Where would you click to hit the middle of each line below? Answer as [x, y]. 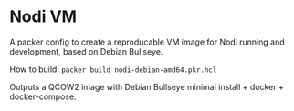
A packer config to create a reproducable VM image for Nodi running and [147, 42]
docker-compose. [43, 96]
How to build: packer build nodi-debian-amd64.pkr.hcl [113, 69]
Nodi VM [43, 17]
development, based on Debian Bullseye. [86, 51]
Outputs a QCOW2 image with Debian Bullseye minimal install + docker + [147, 86]
